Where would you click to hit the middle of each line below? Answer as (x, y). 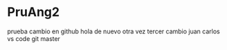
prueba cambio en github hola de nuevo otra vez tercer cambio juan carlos (113, 31)
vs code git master (34, 38)
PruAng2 (34, 12)
